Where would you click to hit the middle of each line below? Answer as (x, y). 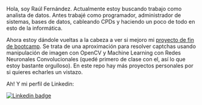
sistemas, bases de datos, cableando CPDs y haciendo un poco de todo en (101, 22)
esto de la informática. (34, 28)
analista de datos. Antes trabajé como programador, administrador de (94, 15)
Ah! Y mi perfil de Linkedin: (40, 84)
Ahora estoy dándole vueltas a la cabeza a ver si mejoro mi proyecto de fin (100, 40)
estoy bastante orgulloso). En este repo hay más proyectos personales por (100, 66)
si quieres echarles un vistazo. (45, 72)
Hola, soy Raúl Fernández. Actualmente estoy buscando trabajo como (94, 9)
